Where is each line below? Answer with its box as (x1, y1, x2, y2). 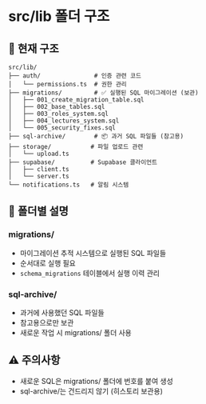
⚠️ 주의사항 (8, 354, 61, 367)
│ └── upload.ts (8, 150, 69, 158)
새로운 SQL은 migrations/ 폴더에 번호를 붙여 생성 (19, 376, 173, 386)
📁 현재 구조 (8, 42, 60, 55)
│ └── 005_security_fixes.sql (8, 124, 116, 132)
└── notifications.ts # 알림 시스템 (8, 181, 129, 189)
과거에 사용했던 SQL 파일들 (19, 307, 105, 317)
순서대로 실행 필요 (19, 258, 76, 268)
